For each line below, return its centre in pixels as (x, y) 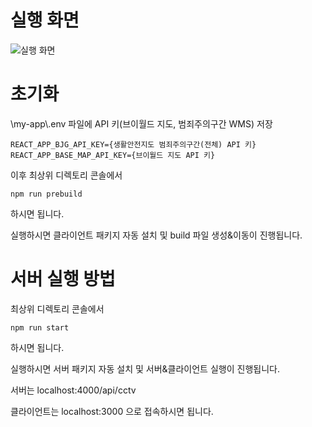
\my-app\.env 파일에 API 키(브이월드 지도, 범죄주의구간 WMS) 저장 (141, 123)
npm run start (40, 327)
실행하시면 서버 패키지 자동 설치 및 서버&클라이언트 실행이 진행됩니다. (145, 368)
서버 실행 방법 (63, 279)
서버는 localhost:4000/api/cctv (73, 390)
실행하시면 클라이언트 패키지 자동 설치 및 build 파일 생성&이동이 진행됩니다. (156, 235)
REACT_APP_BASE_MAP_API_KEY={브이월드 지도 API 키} (113, 155)
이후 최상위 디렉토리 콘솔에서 (66, 175)
